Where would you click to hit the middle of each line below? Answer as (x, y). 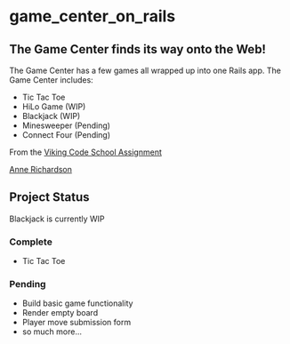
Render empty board (60, 313)
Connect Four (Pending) (66, 135)
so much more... (52, 332)
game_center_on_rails (93, 16)
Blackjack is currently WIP (57, 219)
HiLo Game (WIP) (54, 107)
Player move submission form (77, 323)
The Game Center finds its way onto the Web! (138, 49)
